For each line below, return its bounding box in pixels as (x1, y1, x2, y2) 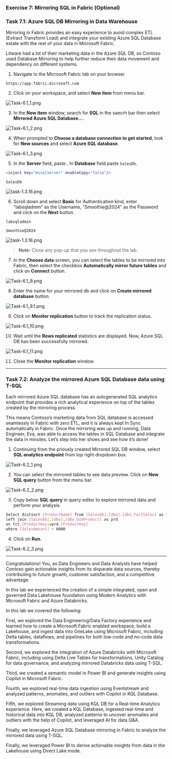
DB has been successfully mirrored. (13, 339, 89, 345)
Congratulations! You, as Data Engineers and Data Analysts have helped (6, 560, 157, 566)
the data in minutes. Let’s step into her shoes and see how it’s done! (6, 436, 149, 442)
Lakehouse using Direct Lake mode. (6, 747, 81, 754)
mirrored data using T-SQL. (6, 732, 63, 739)
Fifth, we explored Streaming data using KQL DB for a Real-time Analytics (6, 701, 160, 707)
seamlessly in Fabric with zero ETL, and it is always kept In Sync (6, 420, 141, 426)
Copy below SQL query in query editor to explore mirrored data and (13, 497, 156, 503)
